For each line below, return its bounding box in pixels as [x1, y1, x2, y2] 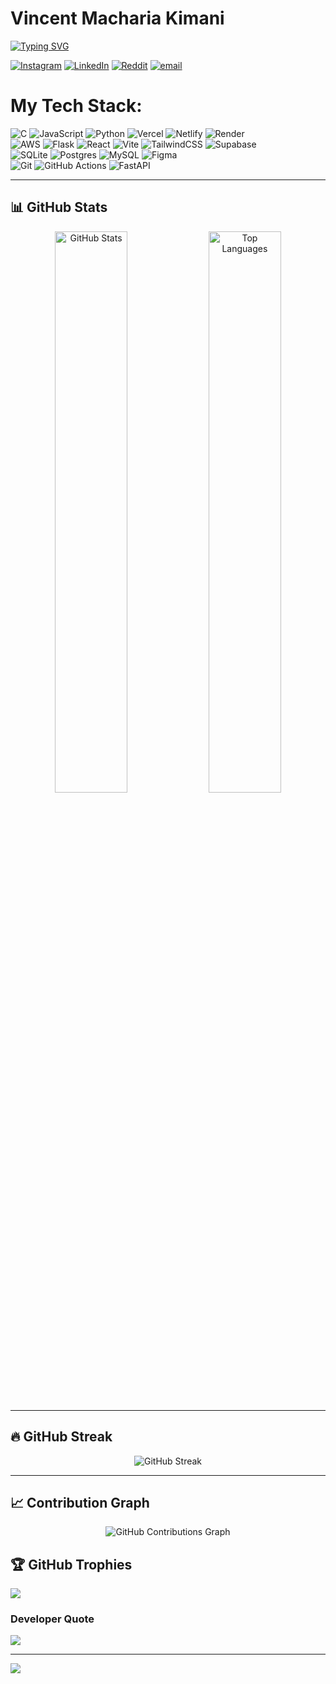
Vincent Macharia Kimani [10, 7, 225, 30]
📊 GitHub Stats [10, 199, 108, 216]
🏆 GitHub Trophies [10, 1556, 133, 1573]
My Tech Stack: [10, 95, 143, 117]
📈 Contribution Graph [10, 1494, 150, 1511]
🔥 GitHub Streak [10, 1428, 113, 1446]
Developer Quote [10, 1612, 95, 1626]
